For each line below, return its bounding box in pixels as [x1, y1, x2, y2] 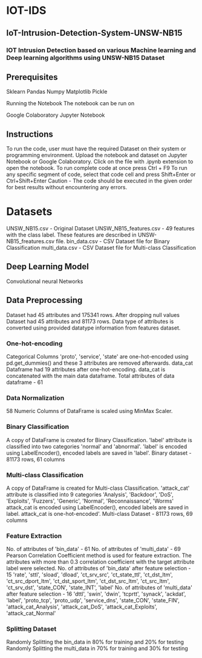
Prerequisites [6, 72, 58, 82]
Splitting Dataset [6, 625, 57, 633]
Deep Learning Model [6, 261, 89, 272]
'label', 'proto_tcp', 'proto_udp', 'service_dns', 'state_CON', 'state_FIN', [6, 597, 180, 604]
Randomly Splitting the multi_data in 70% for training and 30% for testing [6, 645, 189, 652]
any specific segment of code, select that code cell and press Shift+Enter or [6, 171, 196, 178]
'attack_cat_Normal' [6, 610, 56, 617]
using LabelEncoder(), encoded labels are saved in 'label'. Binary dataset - [6, 449, 192, 457]
